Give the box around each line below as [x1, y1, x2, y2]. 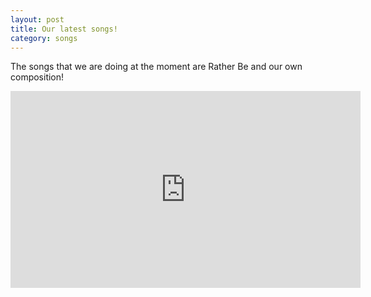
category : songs [10, 33, 78, 43]
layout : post [10, 14, 65, 25]
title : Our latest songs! [10, 24, 118, 34]
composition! [10, 71, 65, 83]
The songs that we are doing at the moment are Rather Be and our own [10, 61, 303, 73]
